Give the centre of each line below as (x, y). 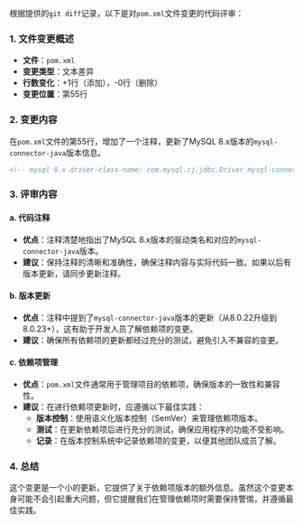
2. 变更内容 (33, 120)
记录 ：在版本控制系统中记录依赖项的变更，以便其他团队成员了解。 (158, 440)
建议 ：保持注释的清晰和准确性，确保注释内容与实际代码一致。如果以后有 (156, 262)
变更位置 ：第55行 (55, 94)
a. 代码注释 (30, 217)
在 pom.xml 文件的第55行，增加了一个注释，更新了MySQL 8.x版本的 (132, 141)
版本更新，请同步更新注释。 (74, 273)
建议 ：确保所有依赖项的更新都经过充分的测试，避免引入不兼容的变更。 (153, 340)
